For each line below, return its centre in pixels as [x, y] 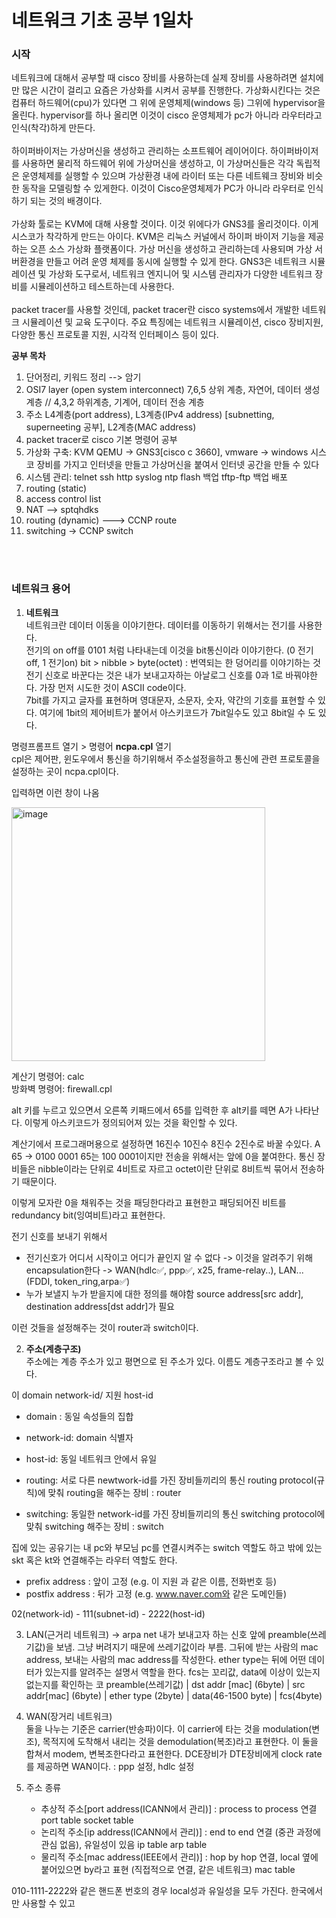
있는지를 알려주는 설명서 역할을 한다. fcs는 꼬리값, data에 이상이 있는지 [182, 1672]
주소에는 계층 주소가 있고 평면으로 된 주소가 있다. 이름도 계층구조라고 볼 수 [169, 1361]
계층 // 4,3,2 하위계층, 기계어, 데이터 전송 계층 [115, 402]
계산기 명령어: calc [48, 1076]
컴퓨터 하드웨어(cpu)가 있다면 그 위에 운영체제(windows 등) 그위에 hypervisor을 [168, 103]
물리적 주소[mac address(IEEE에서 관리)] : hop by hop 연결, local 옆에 [179, 1857]
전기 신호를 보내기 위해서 [59, 1236]
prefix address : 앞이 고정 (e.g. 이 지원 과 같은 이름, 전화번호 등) [151, 1581]
